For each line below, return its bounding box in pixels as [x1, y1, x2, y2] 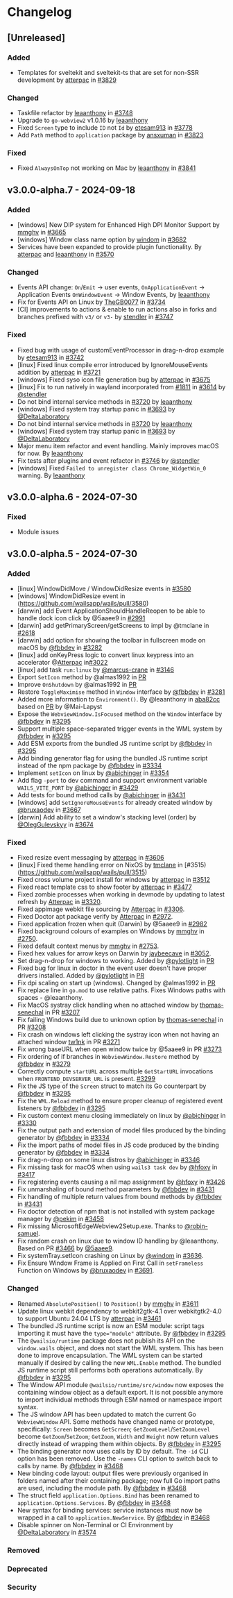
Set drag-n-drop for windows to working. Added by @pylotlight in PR [17, 957, 215, 965]
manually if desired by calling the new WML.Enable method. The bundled [17, 1358, 222, 1367]
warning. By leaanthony [17, 471, 85, 479]
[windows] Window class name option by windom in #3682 [17, 235, 187, 244]
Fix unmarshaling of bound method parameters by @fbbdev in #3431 [17, 1185, 215, 1193]
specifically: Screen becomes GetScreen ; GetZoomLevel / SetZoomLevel [17, 1425, 210, 1433]
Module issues [17, 528, 60, 536]
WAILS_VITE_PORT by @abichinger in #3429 [17, 783, 139, 792]
